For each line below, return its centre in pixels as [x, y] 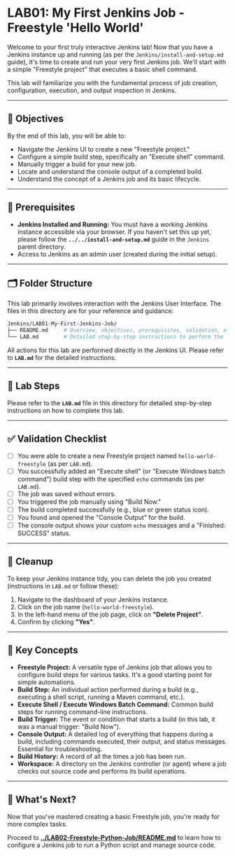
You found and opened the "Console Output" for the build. [101, 517]
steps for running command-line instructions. [83, 711]
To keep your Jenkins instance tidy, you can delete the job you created [109, 579]
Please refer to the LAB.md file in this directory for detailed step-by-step [109, 402]
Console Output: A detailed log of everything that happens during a [115, 734]
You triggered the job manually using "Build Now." [89, 502]
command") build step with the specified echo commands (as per [111, 479]
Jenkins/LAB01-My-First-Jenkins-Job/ [62, 324]
